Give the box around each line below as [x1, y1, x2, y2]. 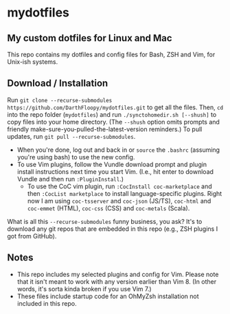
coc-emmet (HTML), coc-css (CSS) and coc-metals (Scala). [27, 204, 190, 212]
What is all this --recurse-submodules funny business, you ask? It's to [7, 217, 203, 225]
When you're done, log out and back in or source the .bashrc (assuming [16, 146, 220, 154]
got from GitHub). [7, 232, 57, 240]
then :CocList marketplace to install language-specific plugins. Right [27, 189, 222, 197]
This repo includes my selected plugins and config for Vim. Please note [16, 270, 219, 278]
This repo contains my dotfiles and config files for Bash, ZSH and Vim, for [7, 50, 216, 58]
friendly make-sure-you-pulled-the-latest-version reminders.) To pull [7, 125, 203, 133]
